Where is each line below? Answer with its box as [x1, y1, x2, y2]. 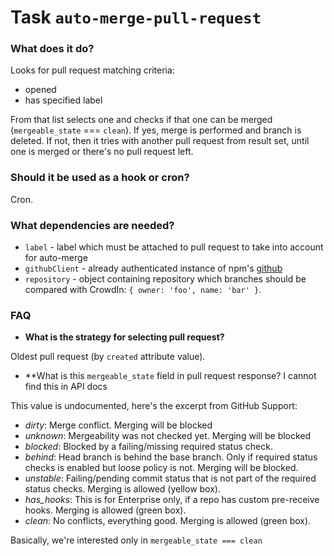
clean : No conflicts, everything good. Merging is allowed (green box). [24, 515, 312, 527]
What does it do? [10, 42, 95, 56]
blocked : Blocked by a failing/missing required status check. [24, 441, 273, 453]
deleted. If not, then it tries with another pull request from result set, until [10, 135, 310, 147]
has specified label [24, 94, 103, 106]
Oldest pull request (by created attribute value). [10, 351, 206, 363]
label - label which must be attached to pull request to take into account [24, 241, 324, 253]
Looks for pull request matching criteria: [10, 64, 175, 76]
